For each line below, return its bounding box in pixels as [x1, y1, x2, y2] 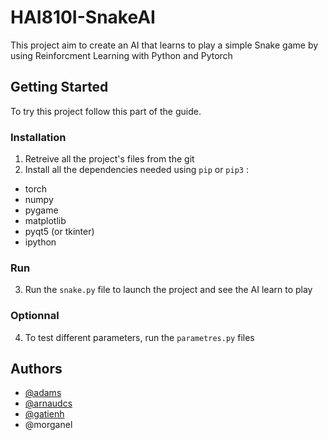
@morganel [24, 419, 73, 431]
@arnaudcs [24, 397, 73, 410]
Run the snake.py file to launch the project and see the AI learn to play [24, 284, 313, 296]
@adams [24, 387, 62, 399]
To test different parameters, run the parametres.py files [24, 331, 255, 343]
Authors [10, 361, 63, 378]
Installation [10, 130, 67, 144]
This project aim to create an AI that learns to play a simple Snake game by [10, 39, 319, 51]
